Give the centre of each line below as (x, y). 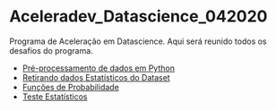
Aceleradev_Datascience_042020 (138, 17)
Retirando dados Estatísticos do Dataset (96, 77)
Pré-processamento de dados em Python (98, 68)
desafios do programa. (52, 50)
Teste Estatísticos (55, 97)
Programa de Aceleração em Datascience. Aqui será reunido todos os (138, 41)
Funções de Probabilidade (70, 87)
